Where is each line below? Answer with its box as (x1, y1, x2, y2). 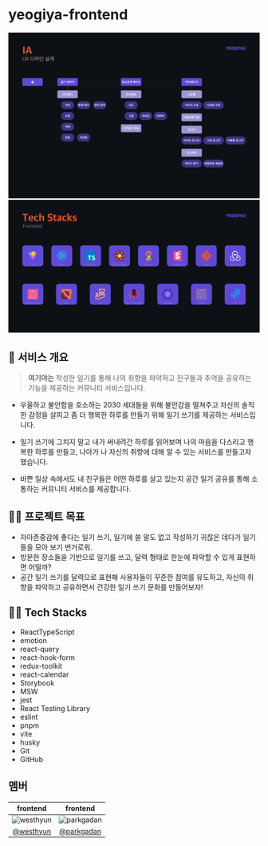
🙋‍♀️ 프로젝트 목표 (8, 510, 85, 523)
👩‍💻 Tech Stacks (8, 606, 88, 620)
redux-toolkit (19, 661, 62, 670)
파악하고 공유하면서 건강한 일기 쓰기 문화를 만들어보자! (34, 582, 203, 592)
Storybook (19, 677, 55, 688)
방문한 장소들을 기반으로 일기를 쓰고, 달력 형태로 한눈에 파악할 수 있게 (19, 553, 235, 562)
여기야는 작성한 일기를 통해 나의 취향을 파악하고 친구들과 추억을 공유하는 (27, 373, 252, 383)
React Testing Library (19, 703, 90, 713)
